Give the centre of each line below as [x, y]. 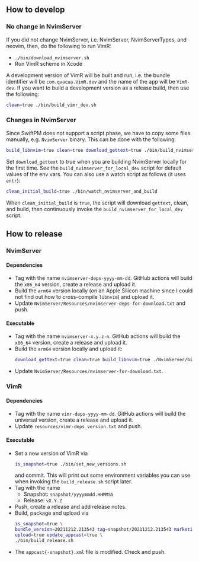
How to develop [36, 10]
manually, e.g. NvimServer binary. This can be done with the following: [91, 139]
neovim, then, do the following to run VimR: [59, 46]
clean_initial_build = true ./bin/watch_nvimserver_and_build [82, 191]
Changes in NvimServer [41, 120]
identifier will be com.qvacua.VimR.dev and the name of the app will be [91, 81]
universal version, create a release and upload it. [74, 420]
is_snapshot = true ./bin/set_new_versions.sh [70, 464]
